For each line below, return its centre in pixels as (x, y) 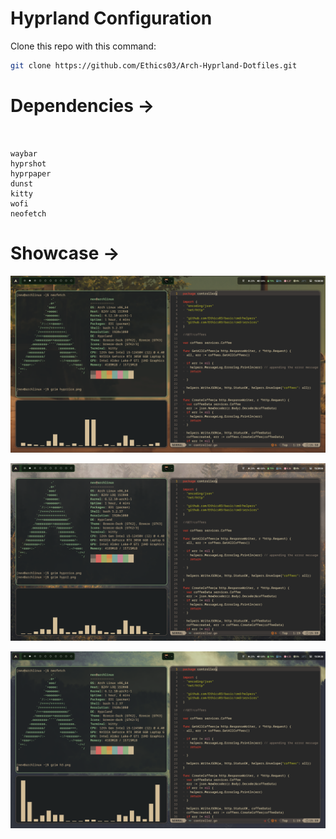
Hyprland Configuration (111, 18)
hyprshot (28, 163)
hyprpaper (31, 173)
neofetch (28, 213)
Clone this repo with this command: (83, 46)
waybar (24, 153)
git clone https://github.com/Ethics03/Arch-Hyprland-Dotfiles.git (154, 65)
